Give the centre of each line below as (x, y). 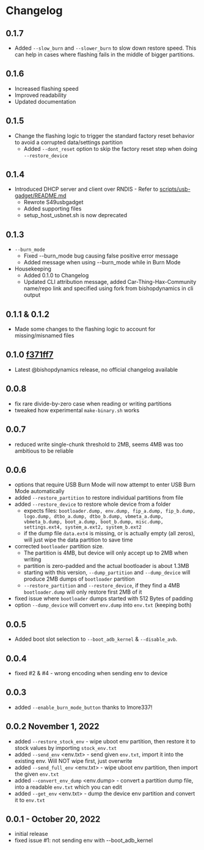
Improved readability (40, 95)
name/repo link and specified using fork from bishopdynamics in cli (108, 288)
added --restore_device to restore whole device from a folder (93, 504)
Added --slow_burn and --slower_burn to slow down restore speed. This (105, 48)
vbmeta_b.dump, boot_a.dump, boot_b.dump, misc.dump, (93, 522)
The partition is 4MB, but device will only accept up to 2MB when (106, 553)
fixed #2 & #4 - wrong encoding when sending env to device (91, 673)
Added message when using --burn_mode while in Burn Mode (102, 262)
